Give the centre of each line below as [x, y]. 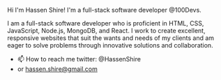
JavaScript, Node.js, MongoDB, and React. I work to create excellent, [106, 31]
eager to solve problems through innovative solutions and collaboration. [110, 45]
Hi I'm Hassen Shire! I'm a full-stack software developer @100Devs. [105, 10]
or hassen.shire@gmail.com [57, 69]
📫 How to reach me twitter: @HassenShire [79, 59]
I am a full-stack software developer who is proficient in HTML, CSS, [106, 23]
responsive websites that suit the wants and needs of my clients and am [111, 38]
